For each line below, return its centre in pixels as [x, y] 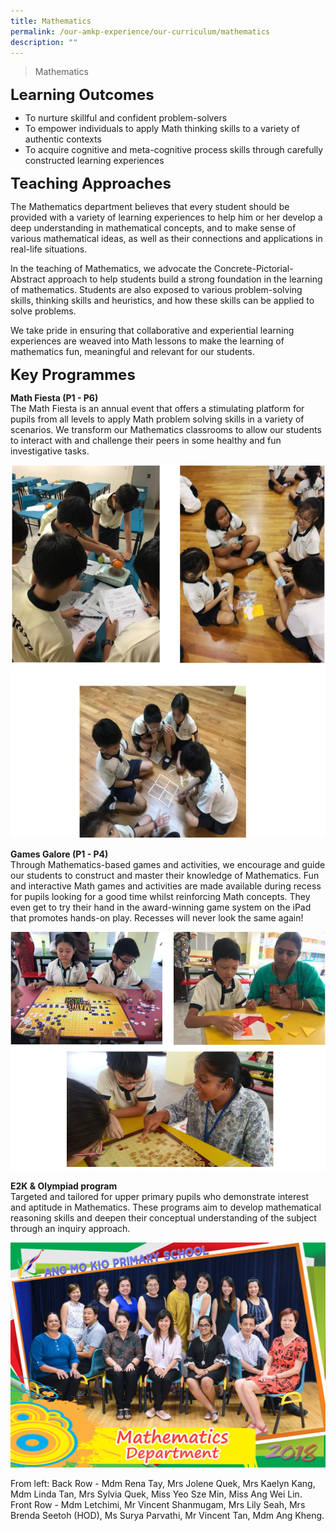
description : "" [44, 42]
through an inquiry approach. [70, 1229]
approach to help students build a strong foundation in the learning [185, 279]
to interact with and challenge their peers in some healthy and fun [146, 441]
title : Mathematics [51, 21]
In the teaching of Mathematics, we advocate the [111, 269]
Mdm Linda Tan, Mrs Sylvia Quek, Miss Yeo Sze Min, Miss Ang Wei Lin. [156, 1494]
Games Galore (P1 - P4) [59, 854]
